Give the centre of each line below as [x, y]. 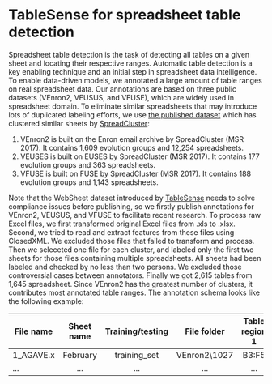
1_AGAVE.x [34, 355]
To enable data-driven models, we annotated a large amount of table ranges [136, 80]
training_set [137, 355]
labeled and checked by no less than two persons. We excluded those [125, 267]
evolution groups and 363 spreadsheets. [88, 164]
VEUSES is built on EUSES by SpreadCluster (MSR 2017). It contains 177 [140, 156]
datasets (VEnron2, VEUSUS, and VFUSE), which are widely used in [121, 97]
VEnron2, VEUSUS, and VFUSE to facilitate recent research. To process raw [135, 215]
